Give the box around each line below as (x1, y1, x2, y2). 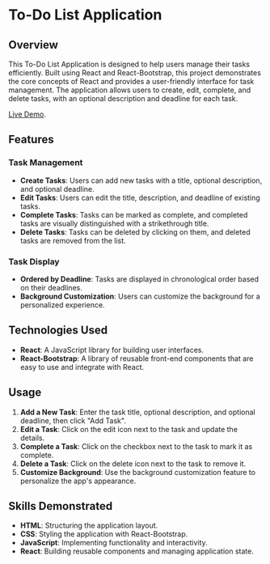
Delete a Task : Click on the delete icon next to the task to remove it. (19, 459, 247, 469)
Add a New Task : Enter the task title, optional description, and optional (19, 407, 256, 417)
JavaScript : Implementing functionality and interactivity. (19, 538, 208, 548)
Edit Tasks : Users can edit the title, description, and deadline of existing (19, 193, 260, 202)
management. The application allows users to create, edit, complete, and (8, 85, 251, 95)
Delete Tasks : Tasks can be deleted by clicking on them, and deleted (19, 227, 251, 236)
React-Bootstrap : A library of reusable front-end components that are (19, 354, 254, 363)
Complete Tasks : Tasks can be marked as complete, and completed (19, 210, 248, 219)
